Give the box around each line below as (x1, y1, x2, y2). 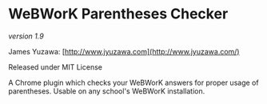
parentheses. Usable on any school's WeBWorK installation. (8, 86, 205, 96)
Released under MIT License (8, 62, 102, 72)
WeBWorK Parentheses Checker (8, 5, 229, 23)
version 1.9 (8, 31, 44, 41)
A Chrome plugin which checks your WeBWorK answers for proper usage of (8, 78, 259, 87)
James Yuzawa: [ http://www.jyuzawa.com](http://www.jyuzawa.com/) (8, 46, 240, 56)
